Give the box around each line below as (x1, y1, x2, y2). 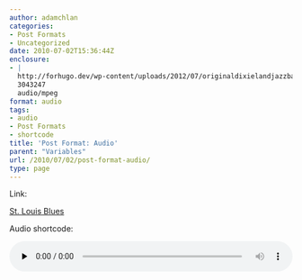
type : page (9, 164, 50, 173)
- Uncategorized (9, 38, 70, 48)
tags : (9, 105, 30, 114)
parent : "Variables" (9, 147, 87, 156)
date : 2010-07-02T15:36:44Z (9, 47, 115, 56)
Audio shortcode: (9, 223, 74, 234)
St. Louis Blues (9, 206, 65, 217)
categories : (9, 22, 54, 31)
